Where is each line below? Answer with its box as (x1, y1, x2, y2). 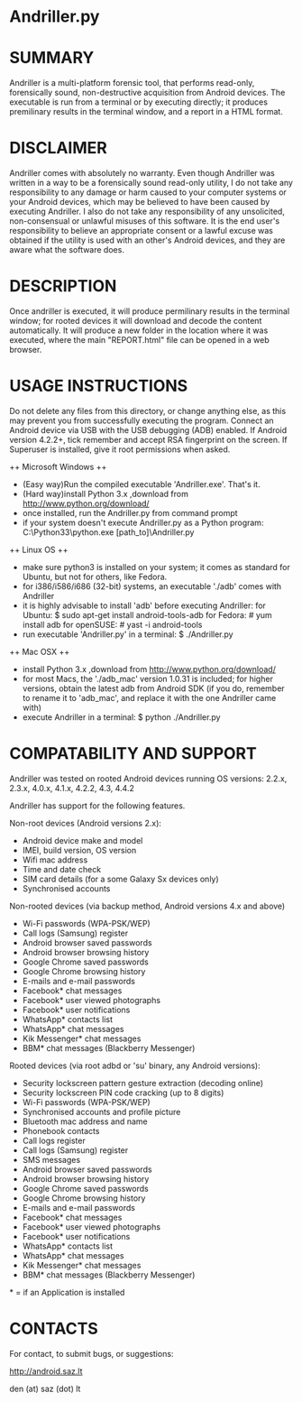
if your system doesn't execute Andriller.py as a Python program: (22, 517, 264, 528)
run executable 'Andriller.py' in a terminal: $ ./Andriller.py (22, 629, 233, 640)
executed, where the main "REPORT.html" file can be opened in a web (9, 335, 270, 345)
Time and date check (22, 863, 102, 874)
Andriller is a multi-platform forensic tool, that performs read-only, (9, 78, 255, 88)
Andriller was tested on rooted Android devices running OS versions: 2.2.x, (9, 773, 288, 784)
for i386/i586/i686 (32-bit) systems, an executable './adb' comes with (22, 580, 282, 592)
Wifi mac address (22, 854, 88, 865)
